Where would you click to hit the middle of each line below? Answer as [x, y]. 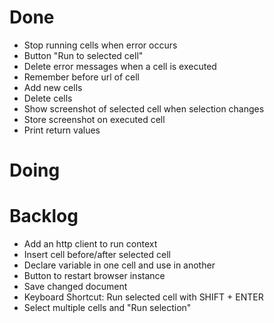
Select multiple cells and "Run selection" [107, 308]
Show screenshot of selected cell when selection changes [144, 108]
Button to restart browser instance [94, 276]
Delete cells [48, 98]
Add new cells [53, 87]
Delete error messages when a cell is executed [120, 66]
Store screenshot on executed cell [94, 119]
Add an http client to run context [90, 244]
